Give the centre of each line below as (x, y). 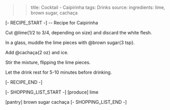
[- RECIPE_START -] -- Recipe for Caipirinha (52, 23)
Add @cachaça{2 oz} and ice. (37, 52)
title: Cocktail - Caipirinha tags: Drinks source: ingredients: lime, (98, 7)
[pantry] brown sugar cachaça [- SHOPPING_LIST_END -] (66, 102)
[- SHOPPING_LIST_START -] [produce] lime (52, 92)
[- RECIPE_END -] (24, 82)
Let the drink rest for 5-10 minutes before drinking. (59, 72)
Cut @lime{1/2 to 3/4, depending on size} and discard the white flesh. (79, 32)
